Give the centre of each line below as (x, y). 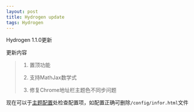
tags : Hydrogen (25, 22)
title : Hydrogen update (35, 17)
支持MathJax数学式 (53, 78)
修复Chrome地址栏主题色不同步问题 (73, 90)
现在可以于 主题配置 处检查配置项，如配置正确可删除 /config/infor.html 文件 (97, 103)
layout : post (22, 11)
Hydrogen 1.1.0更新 (29, 40)
